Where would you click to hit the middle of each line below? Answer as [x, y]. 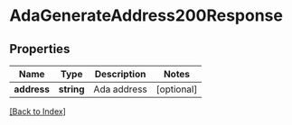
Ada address [120, 89]
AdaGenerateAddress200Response [146, 16]
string [71, 89]
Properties [40, 49]
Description [120, 74]
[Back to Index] [38, 112]
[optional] [177, 89]
